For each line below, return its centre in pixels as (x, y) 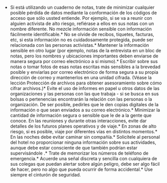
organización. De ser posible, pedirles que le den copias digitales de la (84, 104)
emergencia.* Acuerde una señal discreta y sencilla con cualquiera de (83, 159)
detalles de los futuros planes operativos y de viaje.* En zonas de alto (83, 126)
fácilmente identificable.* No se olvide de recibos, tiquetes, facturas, (82, 34)
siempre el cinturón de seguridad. (46, 175)
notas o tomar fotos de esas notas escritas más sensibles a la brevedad (85, 67)
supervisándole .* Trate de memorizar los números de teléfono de (79, 153)
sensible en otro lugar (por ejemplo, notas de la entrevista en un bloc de (86, 51)
